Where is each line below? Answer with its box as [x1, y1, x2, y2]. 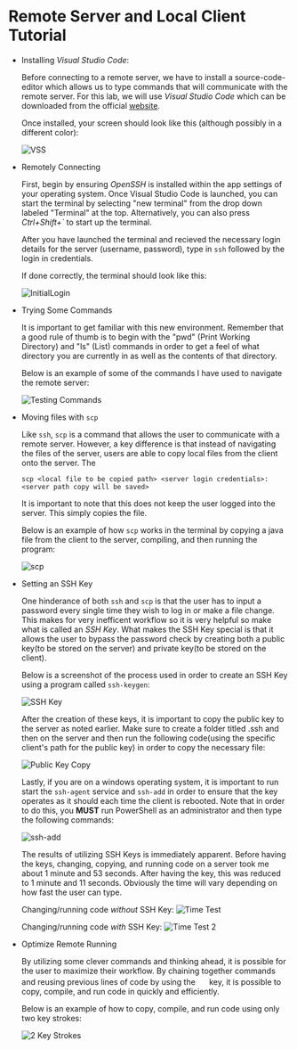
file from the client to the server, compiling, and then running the [20, 534, 258, 545]
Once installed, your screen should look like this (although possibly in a [20, 118, 282, 128]
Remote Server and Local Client [8, 6, 246, 27]
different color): [20, 127, 79, 137]
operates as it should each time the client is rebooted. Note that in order [20, 795, 285, 806]
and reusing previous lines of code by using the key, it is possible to [20, 976, 282, 987]
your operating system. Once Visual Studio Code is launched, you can [20, 188, 278, 199]
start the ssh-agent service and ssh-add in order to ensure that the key [20, 786, 278, 797]
